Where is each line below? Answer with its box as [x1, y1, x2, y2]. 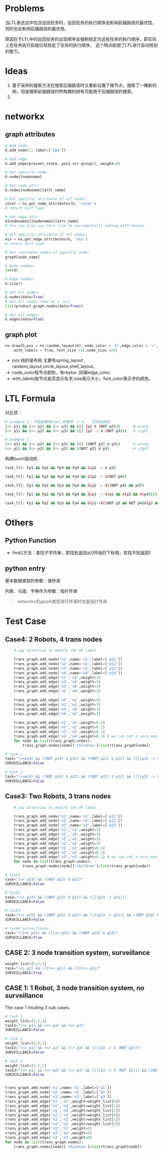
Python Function [5, 536, 56, 545]
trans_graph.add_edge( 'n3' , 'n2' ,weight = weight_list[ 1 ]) [5, 1117, 120, 1122]
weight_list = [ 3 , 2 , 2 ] [5, 1019, 47, 1023]
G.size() [5, 281, 23, 286]
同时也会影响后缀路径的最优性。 [5, 25, 69, 32]
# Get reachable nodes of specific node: [5, 250, 90, 255]
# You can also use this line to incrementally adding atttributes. [5, 224, 147, 228]
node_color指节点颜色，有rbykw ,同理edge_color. [12, 369, 111, 375]
